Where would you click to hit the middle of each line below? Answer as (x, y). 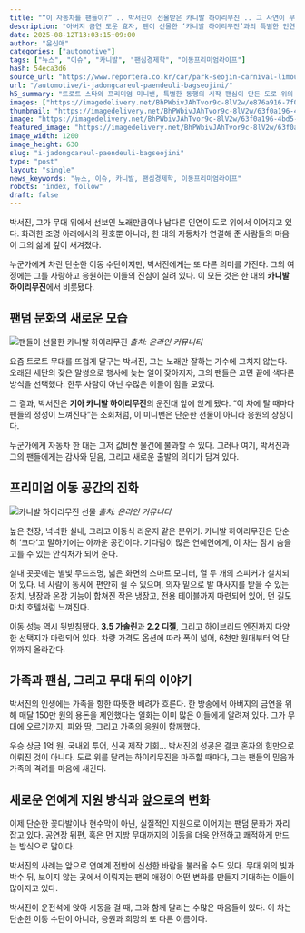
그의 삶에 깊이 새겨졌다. (60, 245)
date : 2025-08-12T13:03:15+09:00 (73, 35)
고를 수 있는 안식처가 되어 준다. (64, 553)
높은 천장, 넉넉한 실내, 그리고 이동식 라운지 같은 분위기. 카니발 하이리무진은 (141, 531)
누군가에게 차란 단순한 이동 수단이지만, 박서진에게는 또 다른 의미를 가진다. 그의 (148, 264)
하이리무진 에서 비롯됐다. (52, 287)
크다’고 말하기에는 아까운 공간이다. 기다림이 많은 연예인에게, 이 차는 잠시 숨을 (157, 542)
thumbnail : (30, 111)
